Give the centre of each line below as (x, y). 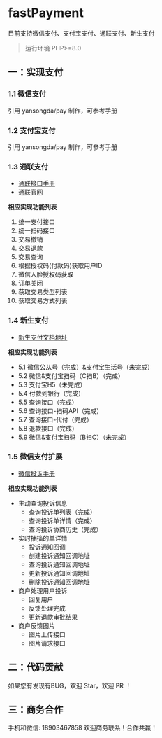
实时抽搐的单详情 (43, 538)
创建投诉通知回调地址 (59, 555)
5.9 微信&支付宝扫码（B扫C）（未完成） (74, 437)
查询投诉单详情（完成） (62, 520)
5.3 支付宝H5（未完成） (52, 384)
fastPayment (46, 13)
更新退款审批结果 (53, 617)
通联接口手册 (36, 183)
